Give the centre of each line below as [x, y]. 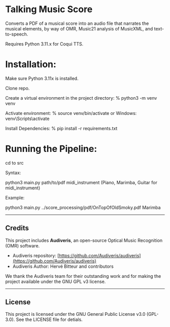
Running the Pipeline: [51, 149]
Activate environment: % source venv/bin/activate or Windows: [71, 113]
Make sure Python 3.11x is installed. [42, 78]
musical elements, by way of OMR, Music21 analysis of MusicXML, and [79, 28]
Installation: [31, 65]
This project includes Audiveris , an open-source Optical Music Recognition [84, 240]
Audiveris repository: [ [36, 255]
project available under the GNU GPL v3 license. [56, 281]
